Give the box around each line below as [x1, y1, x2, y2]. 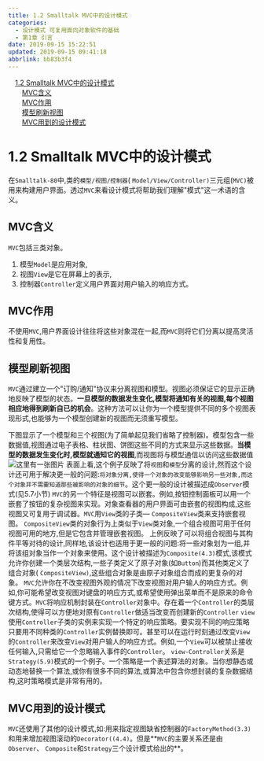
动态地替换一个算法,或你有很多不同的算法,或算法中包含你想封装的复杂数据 [8, 667, 247, 676]
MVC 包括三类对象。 [8, 242, 68, 252]
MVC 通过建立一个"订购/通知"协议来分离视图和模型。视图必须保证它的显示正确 [8, 384, 255, 393]
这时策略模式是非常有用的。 [16, 676, 108, 685]
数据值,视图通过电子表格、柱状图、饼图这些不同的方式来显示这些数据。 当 [8, 440, 245, 449]
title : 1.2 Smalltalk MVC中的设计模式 [8, 11, 128, 20]
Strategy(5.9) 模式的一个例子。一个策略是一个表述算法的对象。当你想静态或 [8, 656, 254, 666]
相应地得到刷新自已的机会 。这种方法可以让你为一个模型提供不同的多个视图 [8, 404, 249, 413]
